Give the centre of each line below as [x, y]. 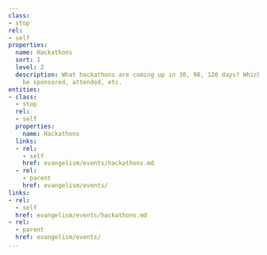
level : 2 [30, 68]
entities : [25, 89]
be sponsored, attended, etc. [73, 82]
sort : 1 [28, 60]
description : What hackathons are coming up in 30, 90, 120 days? [128, 75]
